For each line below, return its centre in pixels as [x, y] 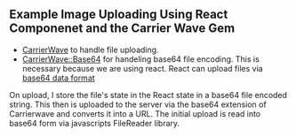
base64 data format [58, 78]
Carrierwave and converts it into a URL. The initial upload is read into [135, 113]
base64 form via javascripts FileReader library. [95, 123]
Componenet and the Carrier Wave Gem [122, 29]
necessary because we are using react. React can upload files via [143, 68]
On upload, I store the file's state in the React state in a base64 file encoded [148, 95]
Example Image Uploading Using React [119, 15]
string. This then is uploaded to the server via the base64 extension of [138, 104]
